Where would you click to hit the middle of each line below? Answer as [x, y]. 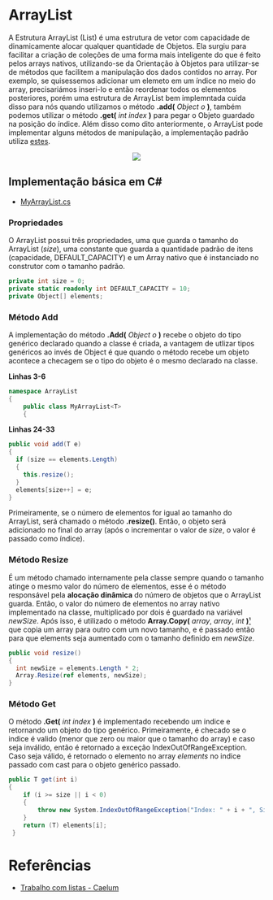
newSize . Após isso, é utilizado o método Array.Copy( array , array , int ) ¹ [130, 620]
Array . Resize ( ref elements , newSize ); [82, 676]
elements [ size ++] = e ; [54, 489]
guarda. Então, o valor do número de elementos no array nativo [114, 603]
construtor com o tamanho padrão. [67, 267]
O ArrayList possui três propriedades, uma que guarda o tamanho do [123, 241]
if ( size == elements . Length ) [67, 460]
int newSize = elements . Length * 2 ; [78, 668]
